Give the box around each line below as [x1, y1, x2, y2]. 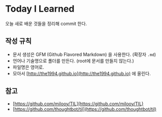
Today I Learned [5, 3, 75, 15]
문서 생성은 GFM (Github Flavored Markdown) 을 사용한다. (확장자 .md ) [12, 51, 156, 57]
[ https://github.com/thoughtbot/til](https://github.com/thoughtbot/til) [12, 106, 156, 112]
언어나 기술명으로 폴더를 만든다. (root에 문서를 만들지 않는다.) [12, 57, 135, 64]
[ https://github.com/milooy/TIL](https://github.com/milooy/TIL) [12, 100, 144, 107]
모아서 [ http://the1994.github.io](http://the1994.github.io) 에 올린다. [12, 70, 151, 76]
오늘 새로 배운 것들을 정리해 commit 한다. [5, 20, 87, 26]
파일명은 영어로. [12, 64, 44, 70]
